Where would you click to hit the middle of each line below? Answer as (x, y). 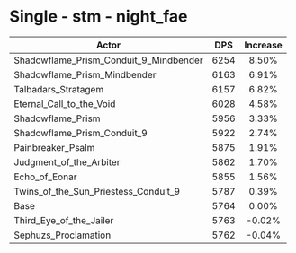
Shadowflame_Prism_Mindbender (85, 74)
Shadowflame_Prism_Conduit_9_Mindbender (109, 60)
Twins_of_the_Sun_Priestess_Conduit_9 (97, 191)
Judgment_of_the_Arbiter (67, 161)
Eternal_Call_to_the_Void (65, 103)
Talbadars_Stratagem (59, 89)
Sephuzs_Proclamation (63, 235)
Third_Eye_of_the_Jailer (64, 220)
